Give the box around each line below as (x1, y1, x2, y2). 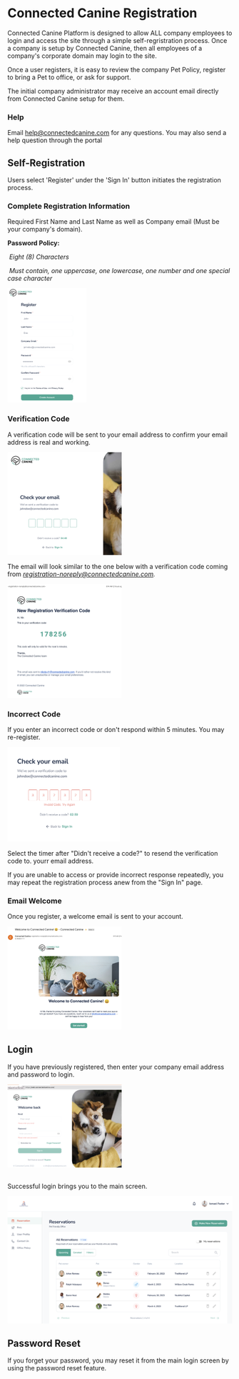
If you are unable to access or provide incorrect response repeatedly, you (7, 870, 223, 879)
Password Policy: (7, 239, 60, 247)
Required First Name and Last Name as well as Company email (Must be (7, 217, 220, 226)
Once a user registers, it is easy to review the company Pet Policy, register (7, 65, 226, 74)
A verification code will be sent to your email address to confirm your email (7, 430, 228, 439)
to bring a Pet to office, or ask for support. (7, 73, 131, 81)
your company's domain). (7, 225, 83, 234)
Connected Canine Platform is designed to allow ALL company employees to (7, 29, 233, 37)
